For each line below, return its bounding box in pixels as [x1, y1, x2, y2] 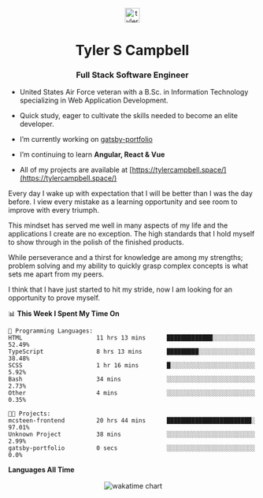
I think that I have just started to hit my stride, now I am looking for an [8, 284, 232, 295]
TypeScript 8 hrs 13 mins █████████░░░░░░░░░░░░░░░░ [8, 347, 256, 356]
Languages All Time [8, 465, 75, 474]
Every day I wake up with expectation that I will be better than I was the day [8, 189, 254, 199]
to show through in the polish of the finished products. [8, 237, 185, 247]
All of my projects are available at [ [19, 165, 132, 175]
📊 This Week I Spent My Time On [8, 309, 120, 318]
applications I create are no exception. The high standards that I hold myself [8, 229, 255, 239]
